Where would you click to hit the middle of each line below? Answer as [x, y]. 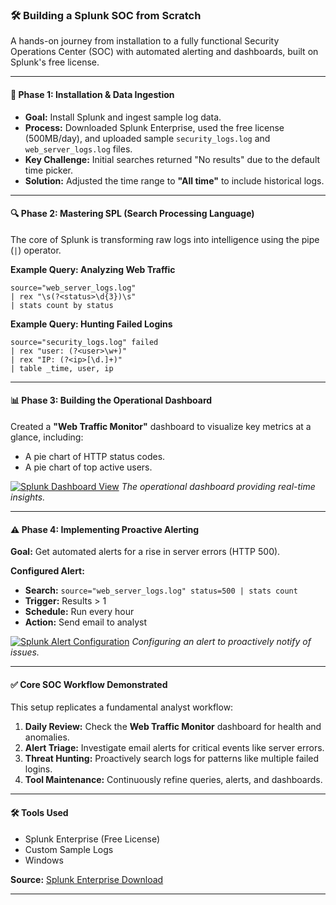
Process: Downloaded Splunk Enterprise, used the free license [154, 127]
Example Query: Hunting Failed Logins [91, 324]
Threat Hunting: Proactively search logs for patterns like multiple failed [172, 759]
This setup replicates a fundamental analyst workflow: [122, 707]
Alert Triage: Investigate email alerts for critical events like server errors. [174, 748]
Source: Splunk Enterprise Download [87, 879]
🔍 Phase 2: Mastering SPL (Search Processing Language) [132, 214]
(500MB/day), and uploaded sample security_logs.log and [147, 138]
